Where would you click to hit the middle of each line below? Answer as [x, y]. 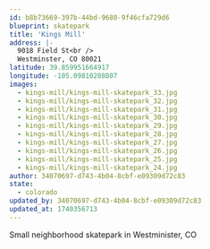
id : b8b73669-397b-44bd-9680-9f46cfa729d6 [89, 17]
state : [21, 185]
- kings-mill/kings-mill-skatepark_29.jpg [97, 126]
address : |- [31, 43]
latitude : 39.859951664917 [59, 68]
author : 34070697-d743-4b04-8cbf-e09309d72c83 [97, 176]
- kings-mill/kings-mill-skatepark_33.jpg [97, 92]
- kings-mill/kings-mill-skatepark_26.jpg [97, 150]
